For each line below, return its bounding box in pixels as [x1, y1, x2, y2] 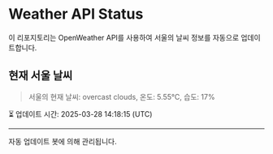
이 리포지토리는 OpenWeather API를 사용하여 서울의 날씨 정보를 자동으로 [8, 32, 240, 42]
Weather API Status [8, 5, 144, 24]
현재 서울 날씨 [8, 69, 73, 83]
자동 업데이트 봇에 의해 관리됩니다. [8, 136, 117, 146]
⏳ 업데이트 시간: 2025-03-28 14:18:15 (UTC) [8, 109, 153, 118]
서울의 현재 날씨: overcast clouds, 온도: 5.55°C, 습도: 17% [28, 92, 215, 101]
